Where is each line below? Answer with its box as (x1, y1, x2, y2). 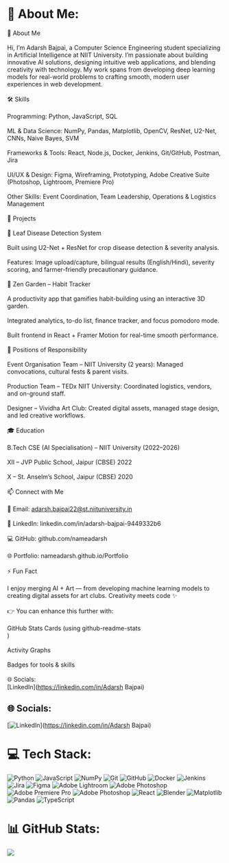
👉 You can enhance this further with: (7, 607, 114, 615)
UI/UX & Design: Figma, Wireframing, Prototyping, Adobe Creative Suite (7, 170, 210, 179)
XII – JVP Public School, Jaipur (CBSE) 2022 (7, 458, 132, 466)
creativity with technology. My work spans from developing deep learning (7, 65, 216, 73)
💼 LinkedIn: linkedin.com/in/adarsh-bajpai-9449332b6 (7, 519, 161, 527)
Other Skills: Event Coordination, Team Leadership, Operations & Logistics (7, 192, 217, 200)
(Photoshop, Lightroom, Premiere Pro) (7, 178, 114, 186)
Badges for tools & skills (7, 660, 75, 669)
